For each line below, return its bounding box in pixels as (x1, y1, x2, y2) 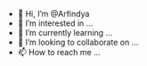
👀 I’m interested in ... (17, 18, 94, 29)
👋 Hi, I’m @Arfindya (17, 9, 90, 19)
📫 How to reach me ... (17, 47, 101, 57)
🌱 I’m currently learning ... (17, 28, 113, 37)
